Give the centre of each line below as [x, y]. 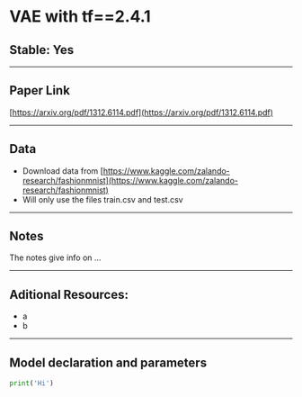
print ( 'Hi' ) [31, 383]
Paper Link [40, 90]
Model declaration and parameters [108, 362]
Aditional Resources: [69, 294]
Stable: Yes [42, 50]
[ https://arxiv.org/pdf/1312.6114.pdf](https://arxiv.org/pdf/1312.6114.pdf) [142, 112]
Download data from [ [62, 171]
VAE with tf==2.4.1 [80, 17]
